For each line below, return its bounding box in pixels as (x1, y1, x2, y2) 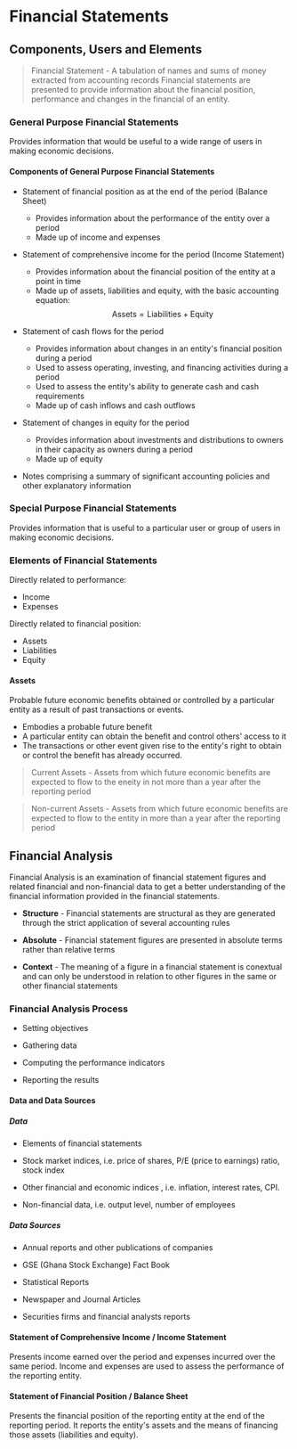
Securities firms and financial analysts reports (21, 1311, 191, 1322)
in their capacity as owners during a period (35, 444, 193, 454)
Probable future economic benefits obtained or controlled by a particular (9, 695, 276, 706)
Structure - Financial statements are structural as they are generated (21, 908, 276, 919)
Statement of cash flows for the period (21, 325, 165, 336)
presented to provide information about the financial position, (30, 85, 256, 94)
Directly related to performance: (9, 575, 127, 585)
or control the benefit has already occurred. (21, 750, 182, 761)
